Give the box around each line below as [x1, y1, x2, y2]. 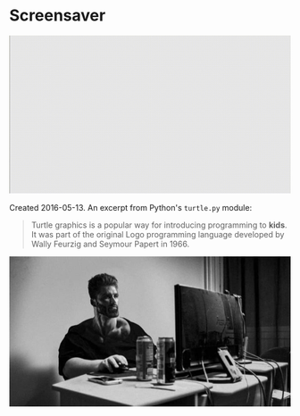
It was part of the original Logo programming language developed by [30, 229, 285, 240]
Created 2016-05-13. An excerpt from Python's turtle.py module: [9, 203, 253, 213]
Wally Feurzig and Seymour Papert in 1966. [30, 238, 190, 250]
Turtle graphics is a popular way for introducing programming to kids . [30, 220, 287, 230]
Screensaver [9, 5, 106, 26]
